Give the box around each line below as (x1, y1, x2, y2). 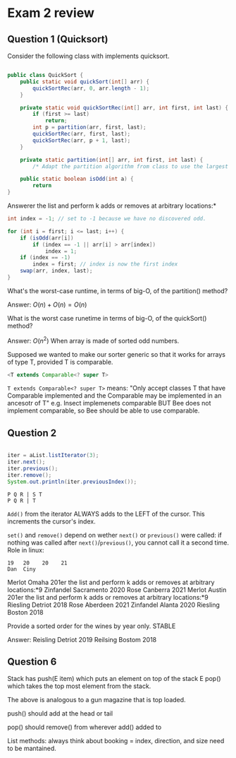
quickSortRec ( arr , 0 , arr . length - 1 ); (32, 85, 150, 92)
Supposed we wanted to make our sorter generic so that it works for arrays (7, 350, 225, 358)
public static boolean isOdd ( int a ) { (20, 175, 134, 183)
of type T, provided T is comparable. (7, 357, 113, 366)
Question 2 (7, 427, 57, 439)
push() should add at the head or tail (7, 709, 113, 718)
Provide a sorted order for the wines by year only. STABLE (7, 622, 176, 630)
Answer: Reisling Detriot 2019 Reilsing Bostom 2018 (7, 635, 157, 644)
